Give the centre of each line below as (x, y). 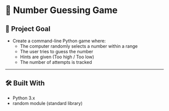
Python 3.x (24, 98)
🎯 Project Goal (28, 29)
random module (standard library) (48, 103)
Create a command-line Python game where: (59, 41)
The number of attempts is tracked (56, 62)
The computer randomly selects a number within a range (79, 46)
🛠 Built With (25, 83)
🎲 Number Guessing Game (62, 10)
